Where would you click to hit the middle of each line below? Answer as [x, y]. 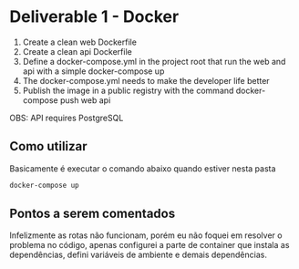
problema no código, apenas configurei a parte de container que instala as [149, 245]
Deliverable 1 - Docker [94, 17]
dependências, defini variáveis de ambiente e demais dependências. [138, 255]
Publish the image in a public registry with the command [128, 90]
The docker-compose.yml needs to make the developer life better [146, 80]
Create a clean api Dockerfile [77, 51]
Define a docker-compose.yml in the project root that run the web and [154, 61]
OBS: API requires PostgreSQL [67, 118]
